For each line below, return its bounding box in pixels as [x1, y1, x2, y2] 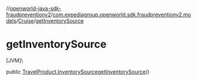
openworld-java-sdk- [9, 5, 62, 12]
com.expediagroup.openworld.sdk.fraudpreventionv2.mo [52, 11, 191, 18]
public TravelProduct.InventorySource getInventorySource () [6, 68, 150, 75]
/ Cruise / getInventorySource [16, 17, 84, 24]
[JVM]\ [6, 57, 24, 64]
